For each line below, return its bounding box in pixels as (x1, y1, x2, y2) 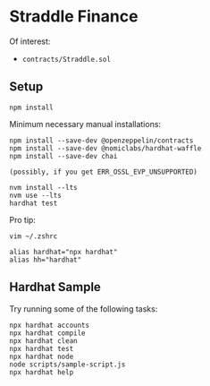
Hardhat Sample (9, 279, 101, 295)
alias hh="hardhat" (9, 255, 82, 264)
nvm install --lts (9, 183, 78, 192)
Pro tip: (9, 214, 36, 225)
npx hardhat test (9, 344, 74, 353)
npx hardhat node (9, 352, 74, 361)
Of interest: (9, 36, 51, 47)
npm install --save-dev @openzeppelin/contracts (9, 136, 194, 145)
